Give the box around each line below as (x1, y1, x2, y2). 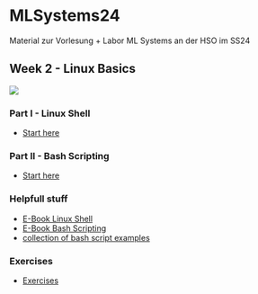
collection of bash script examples (22, 232, 150, 243)
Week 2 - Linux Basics (9, 61, 137, 76)
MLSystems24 (9, 5, 120, 26)
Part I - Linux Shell (9, 107, 91, 120)
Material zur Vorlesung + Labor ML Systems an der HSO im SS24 (9, 35, 251, 46)
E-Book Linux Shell (22, 213, 93, 224)
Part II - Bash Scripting (9, 149, 110, 162)
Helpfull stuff (9, 192, 68, 205)
